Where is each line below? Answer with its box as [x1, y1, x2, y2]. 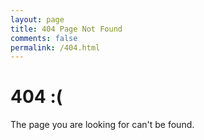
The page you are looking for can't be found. [10, 119, 195, 131]
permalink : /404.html [10, 42, 101, 53]
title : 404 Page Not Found [10, 24, 123, 34]
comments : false [10, 33, 78, 43]
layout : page [10, 14, 65, 25]
